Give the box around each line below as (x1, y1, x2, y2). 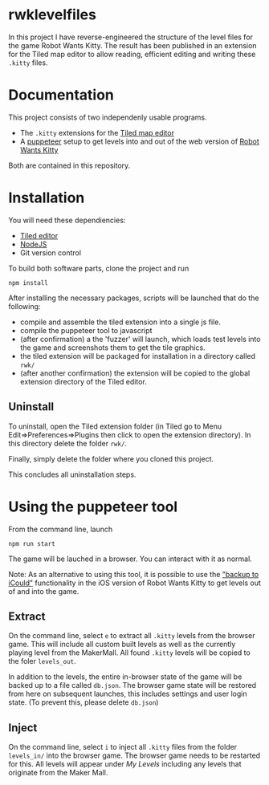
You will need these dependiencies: (8, 215, 126, 225)
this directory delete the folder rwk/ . (8, 438, 127, 448)
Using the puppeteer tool (8, 498, 178, 515)
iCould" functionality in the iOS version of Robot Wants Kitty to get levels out (8, 578, 261, 588)
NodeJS (19, 239, 47, 249)
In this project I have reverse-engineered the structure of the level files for (8, 32, 253, 42)
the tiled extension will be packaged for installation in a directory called (19, 351, 255, 360)
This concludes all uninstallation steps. (8, 470, 137, 479)
